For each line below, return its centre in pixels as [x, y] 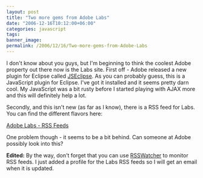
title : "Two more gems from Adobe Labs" [58, 18]
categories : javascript [36, 29]
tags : [13, 35]
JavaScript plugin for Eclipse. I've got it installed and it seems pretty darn [98, 82]
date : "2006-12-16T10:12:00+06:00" [51, 23]
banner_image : [24, 40]
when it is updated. [30, 168]
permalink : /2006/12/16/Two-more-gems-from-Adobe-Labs [77, 46]
